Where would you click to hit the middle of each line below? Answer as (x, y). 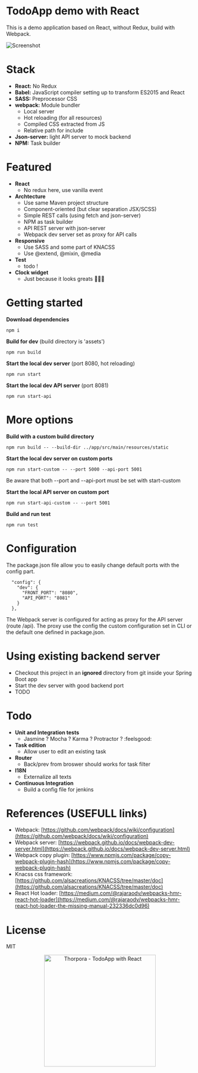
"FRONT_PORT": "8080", (50, 593)
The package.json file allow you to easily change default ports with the (93, 565)
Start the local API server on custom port (58, 492)
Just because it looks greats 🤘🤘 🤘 (64, 279)
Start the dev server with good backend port (69, 685)
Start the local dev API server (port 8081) (57, 385)
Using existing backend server (83, 656)
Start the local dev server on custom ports (59, 458)
